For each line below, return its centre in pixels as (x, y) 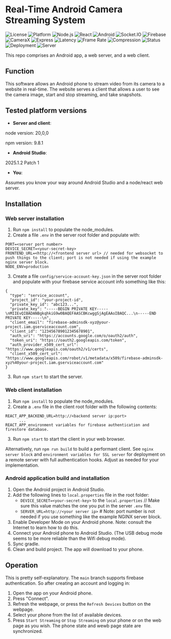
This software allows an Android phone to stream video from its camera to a (85, 83)
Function (20, 71)
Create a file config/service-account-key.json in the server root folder (87, 276)
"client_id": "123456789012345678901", (52, 332)
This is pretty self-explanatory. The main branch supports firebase (75, 578)
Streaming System (45, 20)
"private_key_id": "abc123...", (44, 305)
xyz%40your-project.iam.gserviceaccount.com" (54, 363)
